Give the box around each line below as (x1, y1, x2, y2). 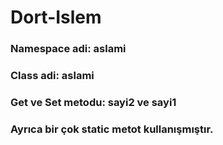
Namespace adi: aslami (10, 42, 127, 56)
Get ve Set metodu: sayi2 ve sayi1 (10, 95, 177, 109)
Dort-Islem (10, 6, 102, 29)
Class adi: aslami (10, 69, 95, 83)
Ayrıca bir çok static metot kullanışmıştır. (10, 122, 214, 136)
